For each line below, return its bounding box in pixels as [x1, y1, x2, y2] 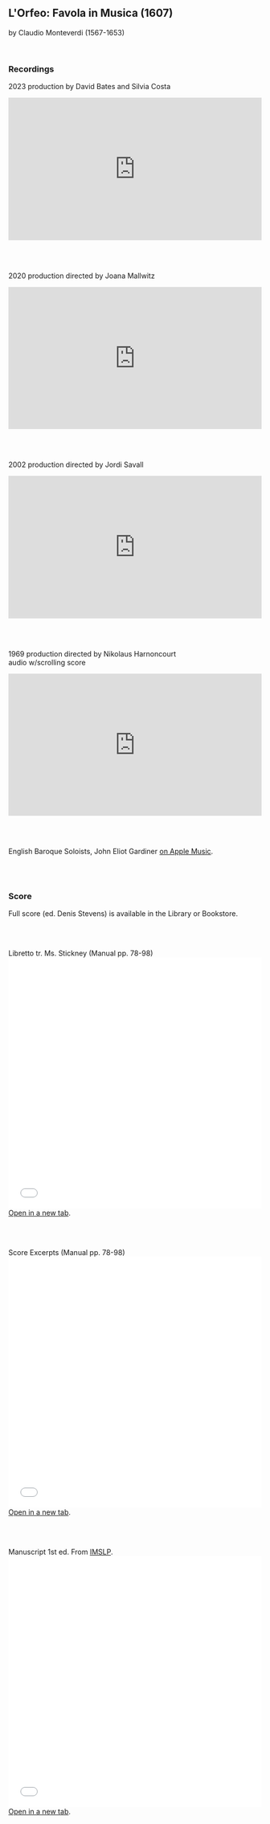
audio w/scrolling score [8, 657, 86, 667]
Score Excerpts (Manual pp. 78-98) [8, 1248, 125, 1258]
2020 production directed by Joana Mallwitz [8, 271, 155, 280]
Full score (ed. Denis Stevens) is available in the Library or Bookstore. [8, 909, 239, 918]
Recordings [8, 63, 55, 75]
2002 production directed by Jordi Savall [8, 460, 144, 469]
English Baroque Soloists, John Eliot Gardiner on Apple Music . [8, 847, 214, 857]
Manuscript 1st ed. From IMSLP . [8, 1547, 113, 1557]
